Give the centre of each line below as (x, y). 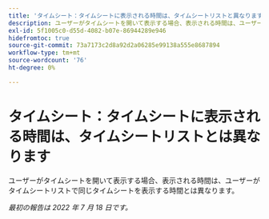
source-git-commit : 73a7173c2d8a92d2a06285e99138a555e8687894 (114, 46)
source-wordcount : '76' (48, 61)
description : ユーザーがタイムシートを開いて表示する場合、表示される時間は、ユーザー (136, 23)
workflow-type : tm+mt (44, 53)
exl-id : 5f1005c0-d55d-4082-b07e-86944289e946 (87, 30)
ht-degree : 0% (32, 68)
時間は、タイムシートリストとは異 (134, 136)
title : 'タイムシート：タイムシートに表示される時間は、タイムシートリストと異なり (130, 16)
